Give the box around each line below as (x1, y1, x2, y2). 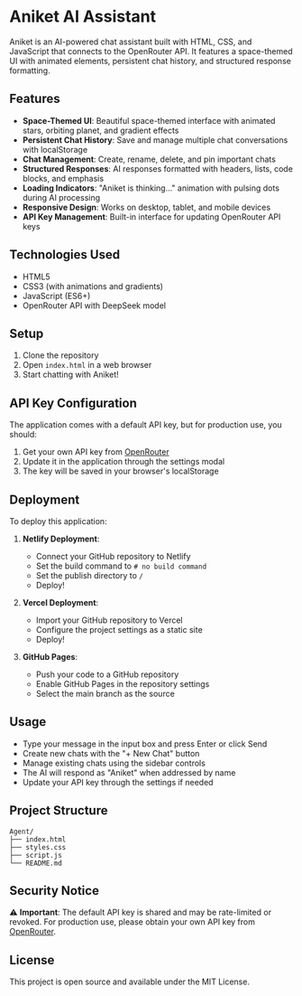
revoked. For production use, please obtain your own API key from (9, 916, 255, 927)
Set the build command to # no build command (35, 560, 207, 571)
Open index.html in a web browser (22, 360, 152, 371)
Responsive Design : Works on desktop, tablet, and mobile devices (22, 202, 271, 212)
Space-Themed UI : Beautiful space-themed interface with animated (22, 115, 276, 126)
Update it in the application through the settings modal (22, 456, 225, 467)
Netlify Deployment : (22, 533, 100, 544)
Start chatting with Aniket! (22, 369, 119, 381)
